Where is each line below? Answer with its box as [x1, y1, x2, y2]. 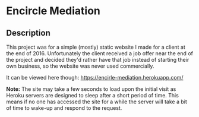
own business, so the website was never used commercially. [6, 62, 154, 69]
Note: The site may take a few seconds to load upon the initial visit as [6, 86, 176, 93]
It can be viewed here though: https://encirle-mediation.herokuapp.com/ [6, 74, 184, 81]
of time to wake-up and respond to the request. [6, 105, 122, 111]
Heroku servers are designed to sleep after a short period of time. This [6, 92, 179, 99]
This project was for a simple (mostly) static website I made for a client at [6, 43, 186, 50]
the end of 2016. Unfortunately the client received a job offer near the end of [6, 50, 193, 57]
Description [6, 28, 50, 38]
